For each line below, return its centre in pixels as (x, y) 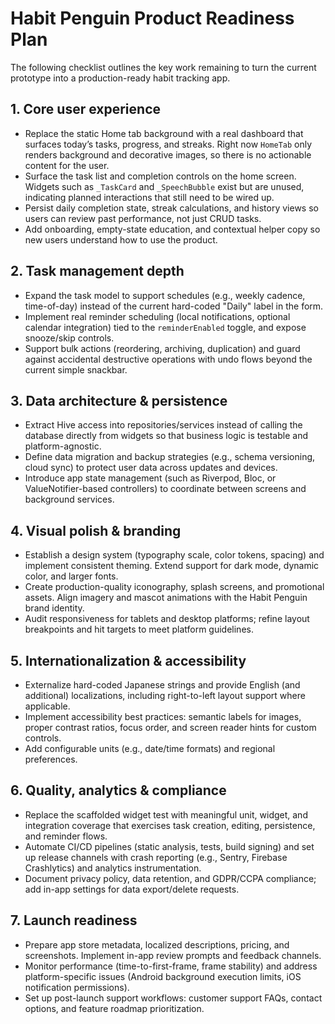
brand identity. (54, 608)
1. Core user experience (86, 109)
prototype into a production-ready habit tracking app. (120, 78)
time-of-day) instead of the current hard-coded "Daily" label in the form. (174, 306)
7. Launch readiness (74, 920)
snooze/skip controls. (69, 338)
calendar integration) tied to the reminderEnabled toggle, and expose (165, 327)
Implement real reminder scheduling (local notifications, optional (157, 316)
